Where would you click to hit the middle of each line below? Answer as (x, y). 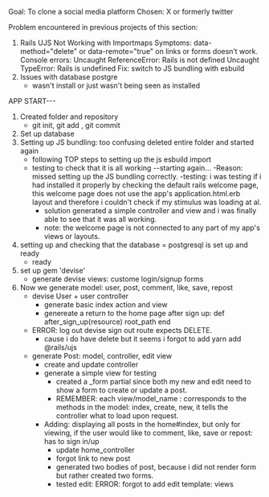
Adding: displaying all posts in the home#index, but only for (142, 424)
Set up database (47, 133)
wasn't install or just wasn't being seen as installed (116, 85)
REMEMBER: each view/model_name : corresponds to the (151, 398)
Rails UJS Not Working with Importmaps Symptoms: (106, 43)
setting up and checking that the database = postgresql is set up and (134, 245)
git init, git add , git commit (76, 125)
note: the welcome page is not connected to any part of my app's (152, 228)
